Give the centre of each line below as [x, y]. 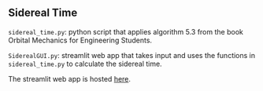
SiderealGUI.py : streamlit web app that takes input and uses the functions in [132, 55]
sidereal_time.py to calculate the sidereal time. [85, 64]
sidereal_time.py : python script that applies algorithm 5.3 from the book [126, 31]
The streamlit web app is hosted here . [70, 78]
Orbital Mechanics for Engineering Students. [80, 40]
